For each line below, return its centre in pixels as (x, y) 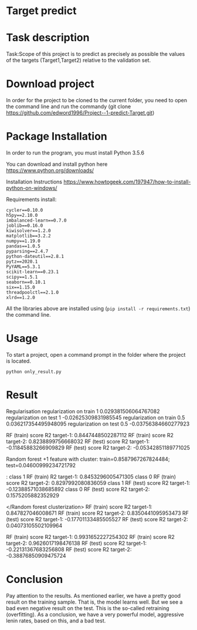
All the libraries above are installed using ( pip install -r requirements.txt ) (98, 309)
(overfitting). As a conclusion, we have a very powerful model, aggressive (95, 614)
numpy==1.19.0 (23, 241)
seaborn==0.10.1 (26, 282)
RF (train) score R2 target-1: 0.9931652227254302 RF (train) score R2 (90, 537)
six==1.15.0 (21, 287)
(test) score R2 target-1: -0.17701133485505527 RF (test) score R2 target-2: (97, 519)
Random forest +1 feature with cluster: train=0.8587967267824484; (88, 459)
